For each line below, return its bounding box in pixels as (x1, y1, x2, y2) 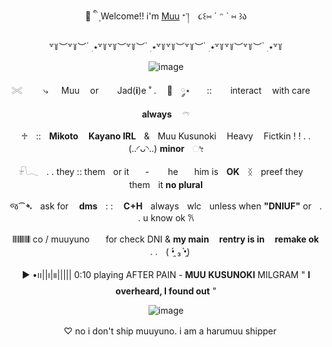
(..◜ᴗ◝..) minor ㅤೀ (127, 143, 205, 154)
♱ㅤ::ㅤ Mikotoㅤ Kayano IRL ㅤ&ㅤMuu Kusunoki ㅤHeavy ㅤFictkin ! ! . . (21, 130, 311, 142)
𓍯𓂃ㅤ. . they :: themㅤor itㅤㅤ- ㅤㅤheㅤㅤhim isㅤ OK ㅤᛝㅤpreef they (17, 166, 304, 177)
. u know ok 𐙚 (137, 212, 195, 224)
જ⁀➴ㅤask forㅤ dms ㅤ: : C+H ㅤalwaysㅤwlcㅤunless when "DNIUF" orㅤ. (9, 200, 323, 212)
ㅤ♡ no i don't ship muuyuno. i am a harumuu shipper (55, 325, 277, 337)
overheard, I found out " (115, 285, 217, 297)
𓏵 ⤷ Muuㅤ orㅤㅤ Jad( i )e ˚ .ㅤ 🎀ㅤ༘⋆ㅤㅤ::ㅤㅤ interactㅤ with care (11, 85, 311, 96)
